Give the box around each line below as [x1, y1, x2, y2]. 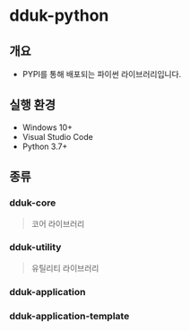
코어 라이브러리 [30, 218, 85, 229]
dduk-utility [9, 241, 62, 254]
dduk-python [9, 5, 109, 26]
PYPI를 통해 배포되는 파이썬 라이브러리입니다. [22, 69, 182, 79]
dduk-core [9, 196, 56, 209]
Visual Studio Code [22, 131, 94, 142]
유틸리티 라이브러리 [30, 262, 99, 274]
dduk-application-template [9, 309, 130, 322]
